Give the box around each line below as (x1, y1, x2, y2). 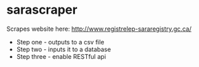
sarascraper (6, 2, 78, 18)
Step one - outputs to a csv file (16, 38, 105, 46)
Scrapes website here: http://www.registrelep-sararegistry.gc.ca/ (6, 25, 192, 33)
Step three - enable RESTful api (16, 52, 106, 60)
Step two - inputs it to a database (16, 45, 112, 53)
